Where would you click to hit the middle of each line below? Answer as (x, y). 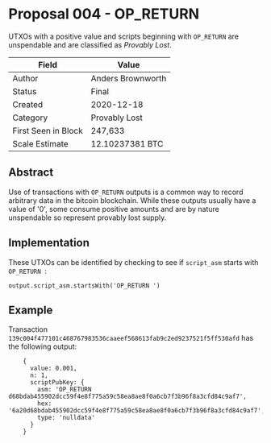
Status (25, 91)
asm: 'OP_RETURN (65, 390)
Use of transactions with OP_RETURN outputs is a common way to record (126, 192)
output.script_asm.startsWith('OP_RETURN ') (84, 286)
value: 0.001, (54, 368)
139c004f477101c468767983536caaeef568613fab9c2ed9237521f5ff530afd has (131, 338)
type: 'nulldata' (66, 418)
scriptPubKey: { (57, 383)
